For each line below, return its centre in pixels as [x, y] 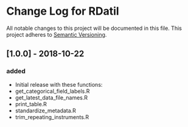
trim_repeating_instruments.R [52, 117]
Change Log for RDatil [63, 11]
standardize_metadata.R [45, 111]
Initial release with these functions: [59, 84]
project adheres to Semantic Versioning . [57, 34]
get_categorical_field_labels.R [52, 91]
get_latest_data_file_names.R [51, 97]
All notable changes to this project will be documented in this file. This [94, 28]
